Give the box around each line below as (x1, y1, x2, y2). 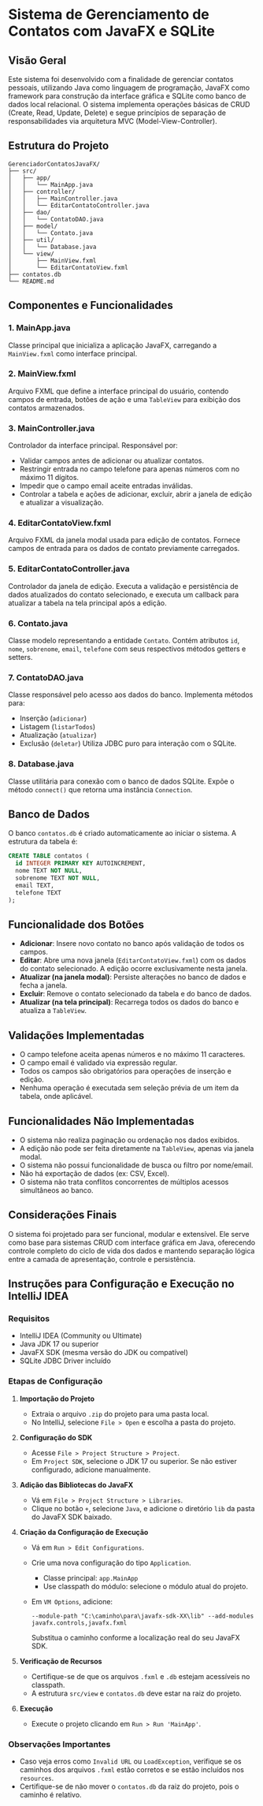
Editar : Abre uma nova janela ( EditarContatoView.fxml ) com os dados (19, 955, 246, 965)
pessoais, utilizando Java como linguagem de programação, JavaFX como (8, 83, 250, 92)
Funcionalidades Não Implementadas (8, 1114, 194, 1128)
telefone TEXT (15, 888, 61, 896)
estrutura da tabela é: (8, 837, 78, 847)
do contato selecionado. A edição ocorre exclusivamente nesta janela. (19, 964, 248, 974)
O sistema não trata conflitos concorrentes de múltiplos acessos (19, 1177, 229, 1186)
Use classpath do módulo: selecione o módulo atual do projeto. (43, 1581, 248, 1591)
